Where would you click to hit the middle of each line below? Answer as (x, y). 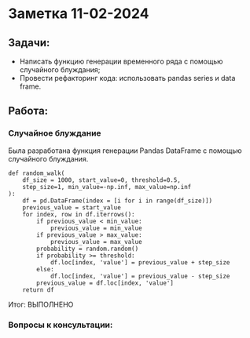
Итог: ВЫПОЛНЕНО (41, 304)
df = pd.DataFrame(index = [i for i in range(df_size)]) (118, 201)
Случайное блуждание (55, 133)
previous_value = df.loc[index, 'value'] (105, 283)
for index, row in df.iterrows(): (79, 214)
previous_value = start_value (72, 207)
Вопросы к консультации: (61, 325)
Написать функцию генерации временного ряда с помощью (121, 61)
